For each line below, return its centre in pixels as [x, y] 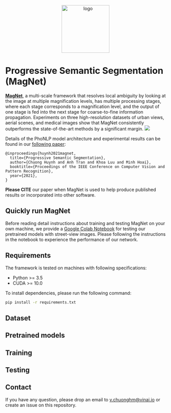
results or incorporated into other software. [50, 195]
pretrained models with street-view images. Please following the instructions [85, 234]
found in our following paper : [36, 144]
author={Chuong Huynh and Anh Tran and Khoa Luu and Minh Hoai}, [81, 162]
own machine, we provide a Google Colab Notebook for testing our [76, 229]
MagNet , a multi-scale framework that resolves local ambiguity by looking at [86, 95]
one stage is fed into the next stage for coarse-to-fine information [74, 112]
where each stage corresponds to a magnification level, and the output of [82, 106]
